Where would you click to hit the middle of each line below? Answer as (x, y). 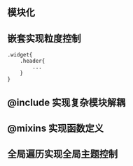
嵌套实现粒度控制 (44, 38)
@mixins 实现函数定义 (55, 128)
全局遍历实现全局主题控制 (62, 154)
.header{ (33, 61)
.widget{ (20, 55)
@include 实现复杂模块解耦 (66, 102)
